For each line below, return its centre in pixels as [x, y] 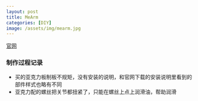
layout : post [22, 12]
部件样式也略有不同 [38, 84]
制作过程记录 [25, 63]
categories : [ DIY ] [29, 23]
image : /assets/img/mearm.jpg [44, 28]
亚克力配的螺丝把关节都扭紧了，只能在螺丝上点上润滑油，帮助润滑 [95, 91]
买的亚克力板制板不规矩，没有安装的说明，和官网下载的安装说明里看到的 [103, 77]
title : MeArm [22, 17]
